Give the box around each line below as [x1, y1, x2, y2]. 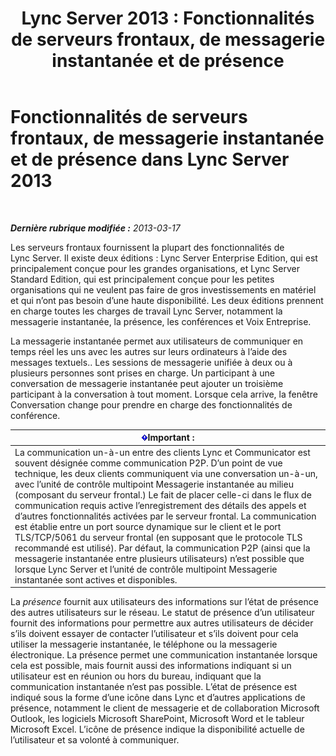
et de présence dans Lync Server [10, 148, 290, 171]
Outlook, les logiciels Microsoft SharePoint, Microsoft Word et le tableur [10, 713, 305, 725]
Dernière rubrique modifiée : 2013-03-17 [10, 222, 181, 234]
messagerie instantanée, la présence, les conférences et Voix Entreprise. [10, 315, 312, 327]
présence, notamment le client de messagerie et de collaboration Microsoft [10, 702, 320, 714]
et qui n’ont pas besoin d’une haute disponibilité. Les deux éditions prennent [10, 294, 324, 306]
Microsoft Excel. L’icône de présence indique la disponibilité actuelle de [10, 723, 305, 736]
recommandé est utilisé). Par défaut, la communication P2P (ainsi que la [14, 542, 311, 554]
